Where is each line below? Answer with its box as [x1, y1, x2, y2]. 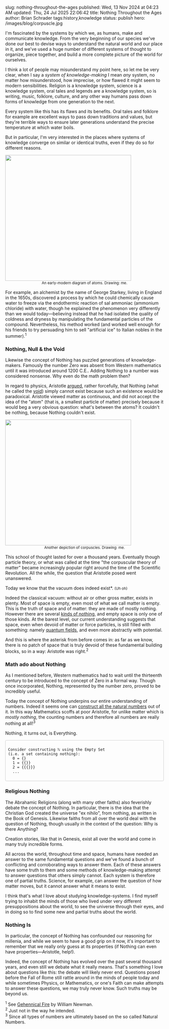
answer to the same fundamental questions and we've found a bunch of [5, 856, 154, 862]
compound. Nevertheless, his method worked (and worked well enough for [5, 322, 161, 327]
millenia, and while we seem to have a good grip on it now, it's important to [5, 938, 160, 944]
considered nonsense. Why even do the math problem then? [5, 373, 131, 379]
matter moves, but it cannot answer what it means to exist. [5, 883, 127, 889]
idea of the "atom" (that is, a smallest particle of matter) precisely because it [5, 399, 163, 405]
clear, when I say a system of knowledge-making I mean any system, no [5, 72, 155, 78]
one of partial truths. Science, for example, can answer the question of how [5, 877, 162, 884]
